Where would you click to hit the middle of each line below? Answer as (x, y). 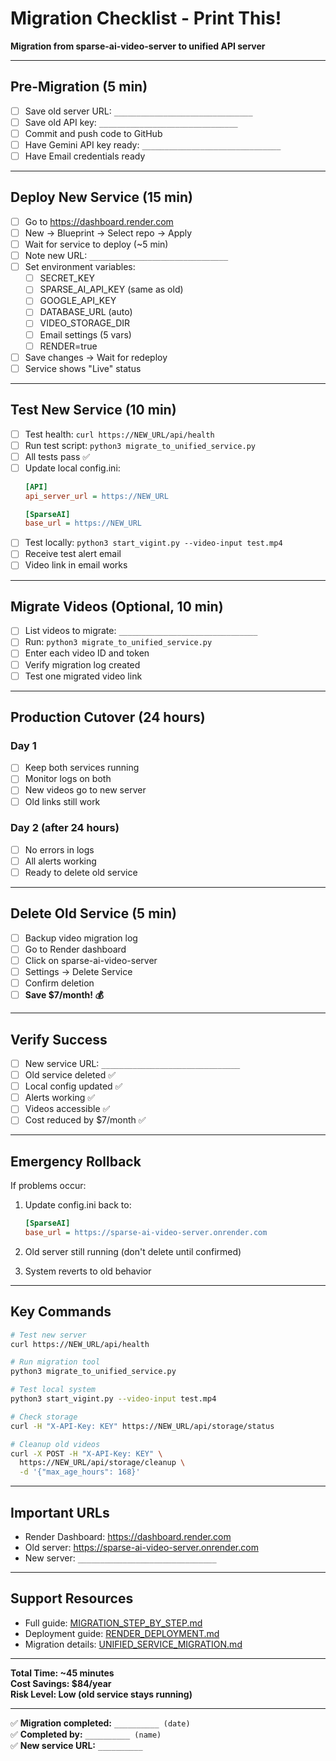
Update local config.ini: (72, 468)
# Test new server (48, 1335)
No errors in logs (59, 849)
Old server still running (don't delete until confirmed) (133, 1251)
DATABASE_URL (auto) (86, 312)
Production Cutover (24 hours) (108, 717)
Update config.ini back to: (78, 1205)
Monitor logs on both (68, 779)
